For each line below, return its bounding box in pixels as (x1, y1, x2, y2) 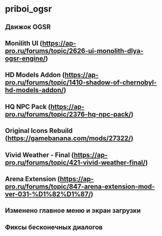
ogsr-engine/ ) (5, 54, 48, 63)
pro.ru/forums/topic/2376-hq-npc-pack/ (5, 110, 132, 118)
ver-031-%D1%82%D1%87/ (5, 190, 91, 198)
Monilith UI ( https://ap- (5, 39, 76, 47)
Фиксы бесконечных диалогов (5, 223, 103, 231)
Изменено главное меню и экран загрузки (5, 206, 141, 215)
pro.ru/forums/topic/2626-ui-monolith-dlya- (5, 47, 144, 55)
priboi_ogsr (5, 3, 52, 15)
